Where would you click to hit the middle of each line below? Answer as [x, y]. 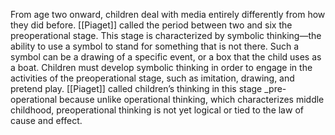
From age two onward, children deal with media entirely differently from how [168, 14]
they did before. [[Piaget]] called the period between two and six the [151, 25]
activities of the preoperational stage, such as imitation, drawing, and [152, 78]
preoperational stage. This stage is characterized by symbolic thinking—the [166, 35]
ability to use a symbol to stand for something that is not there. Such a [155, 46]
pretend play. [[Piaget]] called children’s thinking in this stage [136, 88]
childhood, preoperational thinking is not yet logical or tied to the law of [157, 110]
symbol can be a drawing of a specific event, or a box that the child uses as [166, 57]
